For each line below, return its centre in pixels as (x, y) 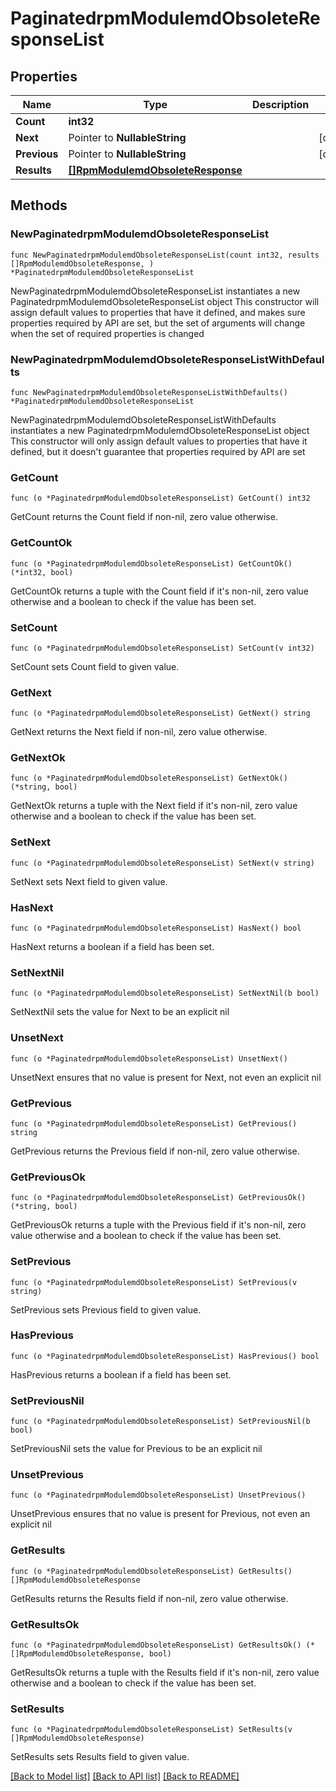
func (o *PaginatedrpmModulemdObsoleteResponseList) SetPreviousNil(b (160, 1422)
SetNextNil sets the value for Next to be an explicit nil (120, 1012)
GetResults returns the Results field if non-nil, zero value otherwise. (149, 1598)
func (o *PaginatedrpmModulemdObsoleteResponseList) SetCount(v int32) (162, 648)
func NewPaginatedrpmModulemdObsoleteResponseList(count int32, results (165, 255)
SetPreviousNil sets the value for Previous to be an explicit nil (136, 1449)
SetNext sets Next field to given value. (89, 881)
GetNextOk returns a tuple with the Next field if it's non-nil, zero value (154, 806)
